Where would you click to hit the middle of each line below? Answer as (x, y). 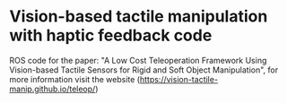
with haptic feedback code (111, 35)
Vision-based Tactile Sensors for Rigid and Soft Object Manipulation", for (144, 70)
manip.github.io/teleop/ (52, 89)
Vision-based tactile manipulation (139, 17)
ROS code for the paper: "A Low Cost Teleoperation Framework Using (138, 60)
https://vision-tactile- (178, 79)
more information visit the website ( (75, 79)
